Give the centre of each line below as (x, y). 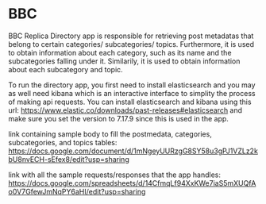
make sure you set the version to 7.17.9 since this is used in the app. (118, 118)
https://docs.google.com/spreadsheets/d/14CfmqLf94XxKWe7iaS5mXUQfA (132, 183)
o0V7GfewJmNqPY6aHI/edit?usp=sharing (77, 191)
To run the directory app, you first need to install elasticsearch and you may (132, 85)
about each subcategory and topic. (66, 69)
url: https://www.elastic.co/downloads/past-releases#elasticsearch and (125, 110)
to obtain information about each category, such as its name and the (120, 52)
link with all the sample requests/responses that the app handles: (114, 175)
